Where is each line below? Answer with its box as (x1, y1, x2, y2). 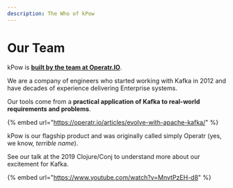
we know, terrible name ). (7, 139, 79, 147)
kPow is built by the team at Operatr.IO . (7, 63, 122, 71)
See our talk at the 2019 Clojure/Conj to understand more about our (7, 152, 200, 160)
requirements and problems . (7, 105, 92, 113)
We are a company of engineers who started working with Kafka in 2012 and (7, 76, 227, 85)
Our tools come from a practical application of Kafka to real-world (7, 97, 200, 105)
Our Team (7, 40, 65, 55)
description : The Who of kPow (7, 10, 95, 17)
